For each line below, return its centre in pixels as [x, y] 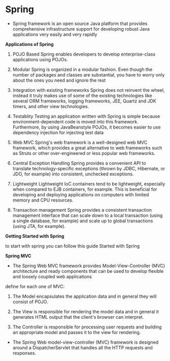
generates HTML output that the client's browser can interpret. [78, 317]
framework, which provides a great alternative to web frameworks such [87, 148]
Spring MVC [18, 255]
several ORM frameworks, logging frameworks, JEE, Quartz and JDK [84, 101]
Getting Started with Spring [35, 236]
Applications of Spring [30, 44]
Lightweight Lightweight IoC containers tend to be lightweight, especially [89, 184]
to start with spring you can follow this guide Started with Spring [73, 246]
